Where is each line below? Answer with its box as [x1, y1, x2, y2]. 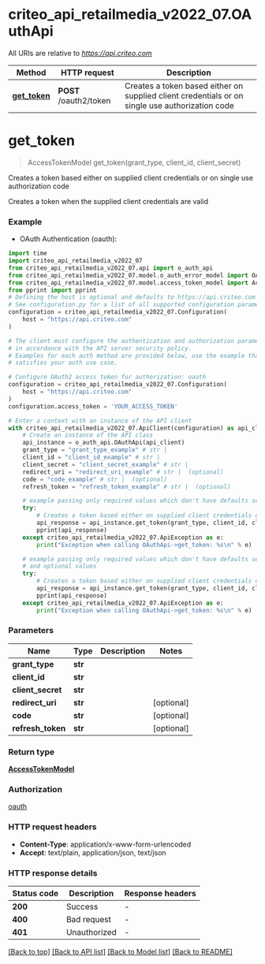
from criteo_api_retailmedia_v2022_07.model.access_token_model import [8, 278, 248, 287]
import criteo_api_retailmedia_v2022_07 [8, 257, 144, 265]
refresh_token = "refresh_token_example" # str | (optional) [22, 482, 231, 490]
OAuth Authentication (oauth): [19, 234, 118, 244]
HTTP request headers [8, 821, 97, 832]
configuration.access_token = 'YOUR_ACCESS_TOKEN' [8, 402, 178, 411]
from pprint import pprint [8, 286, 97, 294]
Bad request [65, 914, 112, 925]
